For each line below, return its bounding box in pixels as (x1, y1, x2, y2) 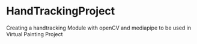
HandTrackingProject (6, 4, 115, 18)
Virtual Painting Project (6, 30, 63, 37)
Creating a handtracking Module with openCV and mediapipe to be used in (6, 24, 191, 31)
